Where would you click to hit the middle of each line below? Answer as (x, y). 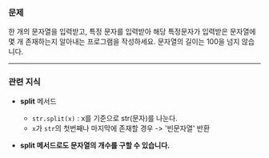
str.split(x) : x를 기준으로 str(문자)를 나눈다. (105, 118)
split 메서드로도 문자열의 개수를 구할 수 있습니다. (95, 145)
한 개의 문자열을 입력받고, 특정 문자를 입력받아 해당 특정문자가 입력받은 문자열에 (132, 32)
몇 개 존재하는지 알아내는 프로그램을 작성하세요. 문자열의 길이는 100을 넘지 (124, 42)
